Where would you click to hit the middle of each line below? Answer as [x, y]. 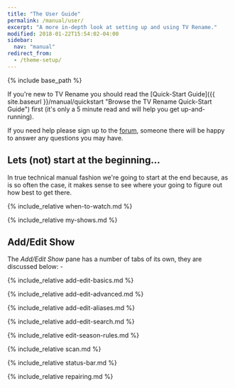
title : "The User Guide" [44, 14]
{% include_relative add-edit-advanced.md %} [76, 294]
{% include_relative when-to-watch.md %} [70, 206]
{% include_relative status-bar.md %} [62, 363]
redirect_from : [30, 54]
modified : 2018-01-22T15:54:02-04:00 [63, 34]
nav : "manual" [34, 47]
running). [21, 116]
